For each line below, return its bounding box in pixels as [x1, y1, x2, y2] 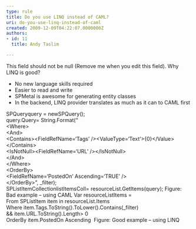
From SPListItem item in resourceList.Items [6, 197, 110, 204]
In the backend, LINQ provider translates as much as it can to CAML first [14, 99, 190, 106]
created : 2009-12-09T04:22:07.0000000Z [6, 25, 104, 31]
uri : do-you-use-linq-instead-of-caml [6, 19, 101, 25]
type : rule [6, 8, 33, 15]
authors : [6, 31, 28, 36]
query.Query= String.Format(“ [6, 116, 78, 123]
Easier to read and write [14, 86, 73, 93]
